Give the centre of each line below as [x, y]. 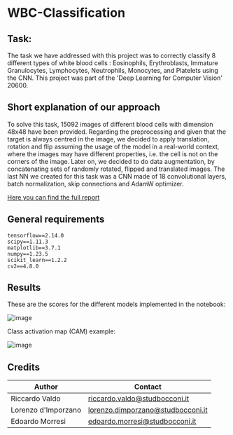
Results [24, 288]
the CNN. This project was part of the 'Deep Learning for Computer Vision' [115, 78]
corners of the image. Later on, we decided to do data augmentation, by [111, 161]
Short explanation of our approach [84, 108]
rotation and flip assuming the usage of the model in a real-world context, [113, 146]
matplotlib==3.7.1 [34, 248]
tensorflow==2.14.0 [36, 235]
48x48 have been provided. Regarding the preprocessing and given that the [116, 132]
